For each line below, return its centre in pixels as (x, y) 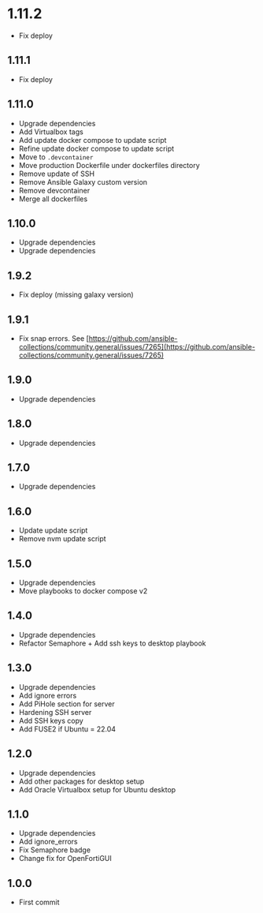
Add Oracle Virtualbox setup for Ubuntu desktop (97, 789)
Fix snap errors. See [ (54, 339)
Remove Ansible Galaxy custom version (83, 181)
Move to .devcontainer (56, 157)
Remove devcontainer (54, 190)
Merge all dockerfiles (53, 199)
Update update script (53, 530)
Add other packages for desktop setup (81, 781)
